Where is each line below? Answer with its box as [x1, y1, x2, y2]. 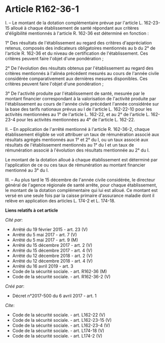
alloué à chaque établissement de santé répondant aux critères [10, 25, 139, 31]
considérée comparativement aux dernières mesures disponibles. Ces [5, 76, 148, 81]
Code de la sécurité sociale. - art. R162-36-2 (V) [12, 273, 111, 279]
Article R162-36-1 [5, 3, 79, 15]
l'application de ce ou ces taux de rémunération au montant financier [5, 162, 146, 168]
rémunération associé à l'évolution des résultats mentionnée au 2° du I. [5, 147, 150, 153]
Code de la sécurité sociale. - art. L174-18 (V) [12, 327, 105, 334]
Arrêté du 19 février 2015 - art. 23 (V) [12, 226, 88, 232]
